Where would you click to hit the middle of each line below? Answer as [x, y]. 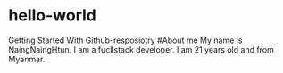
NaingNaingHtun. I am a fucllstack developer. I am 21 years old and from [141, 49]
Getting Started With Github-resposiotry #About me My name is [125, 40]
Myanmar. [27, 59]
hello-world [53, 16]
